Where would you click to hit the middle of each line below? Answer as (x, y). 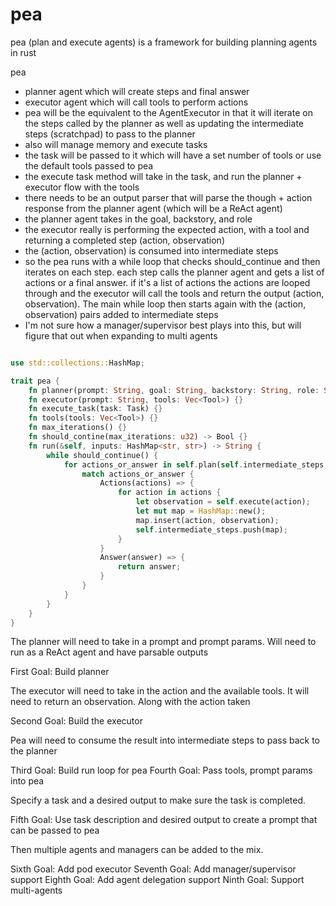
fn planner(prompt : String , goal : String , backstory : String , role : (174, 390)
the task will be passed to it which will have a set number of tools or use (173, 155)
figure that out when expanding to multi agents (121, 335)
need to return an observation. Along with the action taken (130, 702)
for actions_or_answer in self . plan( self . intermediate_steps (194, 464)
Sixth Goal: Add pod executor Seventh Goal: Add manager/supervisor (153, 869)
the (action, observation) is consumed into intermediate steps (151, 250)
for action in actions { (169, 493)
